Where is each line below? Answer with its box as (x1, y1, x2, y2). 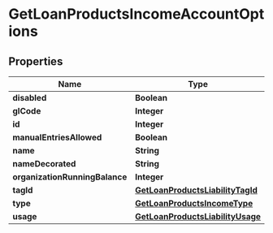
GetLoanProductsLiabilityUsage (135, 211, 262, 222)
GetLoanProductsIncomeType (135, 198, 253, 209)
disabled (12, 93, 47, 103)
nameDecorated (12, 158, 76, 169)
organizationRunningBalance (12, 171, 128, 183)
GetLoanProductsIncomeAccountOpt (8, 5, 265, 24)
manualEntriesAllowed (12, 132, 102, 143)
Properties (8, 54, 63, 68)
